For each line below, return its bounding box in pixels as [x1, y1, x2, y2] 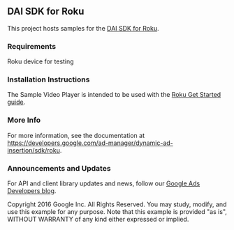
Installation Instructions [7, 75, 90, 84]
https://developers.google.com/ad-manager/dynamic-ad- [7, 139, 173, 147]
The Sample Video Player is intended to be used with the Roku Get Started [7, 91, 221, 99]
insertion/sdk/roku [7, 146, 61, 154]
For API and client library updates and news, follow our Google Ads [7, 179, 200, 187]
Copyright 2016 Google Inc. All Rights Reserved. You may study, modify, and [7, 200, 227, 208]
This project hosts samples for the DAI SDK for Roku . [7, 24, 159, 32]
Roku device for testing [7, 57, 75, 66]
